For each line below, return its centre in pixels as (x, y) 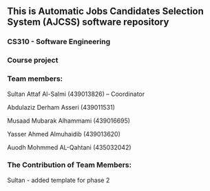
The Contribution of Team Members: (70, 165)
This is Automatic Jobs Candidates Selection (106, 11)
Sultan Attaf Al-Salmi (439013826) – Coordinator (76, 94)
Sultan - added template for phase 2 (59, 180)
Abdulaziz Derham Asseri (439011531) (61, 107)
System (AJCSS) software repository (88, 22)
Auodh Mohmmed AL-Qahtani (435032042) (70, 147)
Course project (33, 60)
